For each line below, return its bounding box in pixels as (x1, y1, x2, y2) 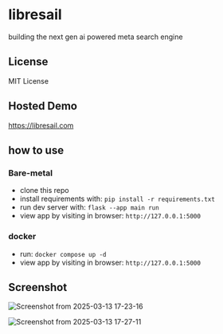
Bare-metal (8, 167, 53, 179)
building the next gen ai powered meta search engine (8, 32, 183, 41)
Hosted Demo (8, 100, 78, 113)
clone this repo (19, 186, 69, 195)
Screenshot (8, 281, 68, 294)
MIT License (8, 76, 49, 85)
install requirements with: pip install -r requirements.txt (19, 194, 215, 204)
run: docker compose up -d (19, 249, 107, 258)
